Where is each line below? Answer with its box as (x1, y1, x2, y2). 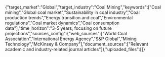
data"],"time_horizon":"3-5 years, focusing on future (5, 25, 112, 31)
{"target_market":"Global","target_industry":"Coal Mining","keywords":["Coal (5, 4, 161, 10)
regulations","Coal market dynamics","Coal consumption (5, 20, 120, 26)
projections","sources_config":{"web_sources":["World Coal (5, 31, 127, 36)
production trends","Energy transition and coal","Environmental (5, 15, 133, 20)
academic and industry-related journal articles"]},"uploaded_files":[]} (5, 47, 145, 52)
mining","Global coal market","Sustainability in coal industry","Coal (5, 9, 140, 15)
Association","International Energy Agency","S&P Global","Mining (5, 36, 137, 42)
